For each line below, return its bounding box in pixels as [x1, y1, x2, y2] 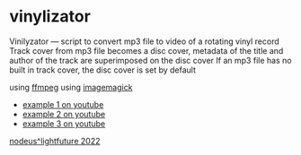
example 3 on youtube [22, 118, 106, 129]
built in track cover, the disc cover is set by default [9, 65, 196, 75]
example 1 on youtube [22, 99, 104, 109]
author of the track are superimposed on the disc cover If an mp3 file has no [9, 55, 292, 65]
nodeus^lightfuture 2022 [9, 135, 101, 146]
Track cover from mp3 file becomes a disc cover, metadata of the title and [9, 45, 284, 56]
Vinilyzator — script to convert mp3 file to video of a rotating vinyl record [9, 36, 280, 47]
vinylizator [9, 6, 92, 27]
